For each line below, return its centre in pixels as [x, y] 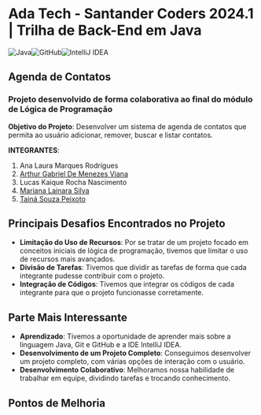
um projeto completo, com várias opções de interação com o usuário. [132, 361]
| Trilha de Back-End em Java [105, 30]
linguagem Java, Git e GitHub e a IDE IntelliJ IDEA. [101, 345]
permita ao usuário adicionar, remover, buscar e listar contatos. [111, 135]
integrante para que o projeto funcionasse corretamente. [112, 293]
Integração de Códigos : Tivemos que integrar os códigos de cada [127, 284]
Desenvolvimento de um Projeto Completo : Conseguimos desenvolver [135, 353]
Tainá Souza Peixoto [53, 198]
